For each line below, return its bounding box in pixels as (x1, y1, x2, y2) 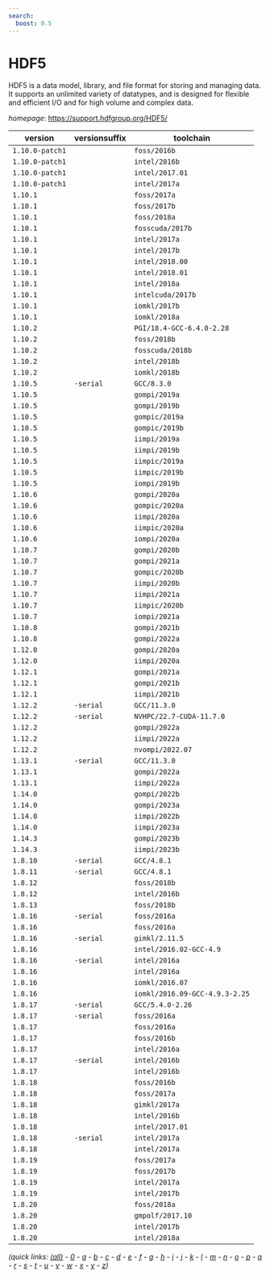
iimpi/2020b (134, 578, 180, 588)
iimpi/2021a (134, 590, 180, 599)
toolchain (172, 132, 211, 144)
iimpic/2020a (134, 524, 184, 532)
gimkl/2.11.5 (134, 933, 184, 943)
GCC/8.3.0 (134, 379, 172, 388)
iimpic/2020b (134, 601, 184, 610)
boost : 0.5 (15, 19, 52, 27)
